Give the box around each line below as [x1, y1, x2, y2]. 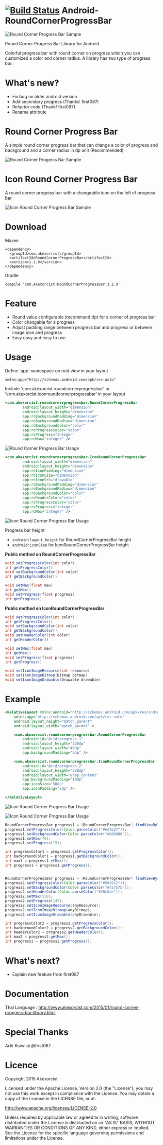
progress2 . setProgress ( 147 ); [5, 899, 64, 903]
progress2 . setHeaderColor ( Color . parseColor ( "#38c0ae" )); [5, 889, 123, 894]
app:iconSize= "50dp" [22, 781, 64, 787]
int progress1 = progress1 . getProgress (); [5, 863, 92, 867]
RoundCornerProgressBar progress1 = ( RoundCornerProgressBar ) [5, 822, 133, 827]
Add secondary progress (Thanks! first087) [12, 99, 99, 104]
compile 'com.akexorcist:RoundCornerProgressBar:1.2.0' [5, 282, 120, 287]
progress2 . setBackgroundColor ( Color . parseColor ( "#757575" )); [5, 885, 131, 890]
